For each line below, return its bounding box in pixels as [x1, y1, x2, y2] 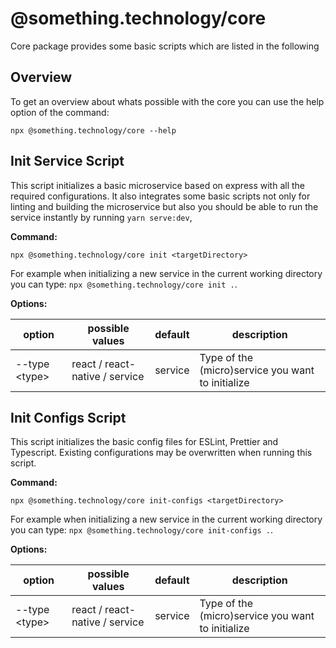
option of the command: [10, 106, 110, 118]
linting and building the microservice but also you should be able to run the [10, 200, 319, 212]
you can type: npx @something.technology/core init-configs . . [10, 524, 274, 536]
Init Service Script [10, 153, 125, 170]
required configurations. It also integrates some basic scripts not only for [10, 190, 311, 202]
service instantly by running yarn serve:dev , [10, 211, 193, 223]
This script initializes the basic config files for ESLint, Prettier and [10, 436, 279, 448]
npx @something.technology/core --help [10, 125, 177, 136]
